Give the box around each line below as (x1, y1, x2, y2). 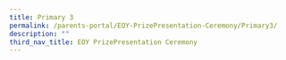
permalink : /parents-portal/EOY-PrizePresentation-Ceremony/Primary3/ (9, 21, 278, 30)
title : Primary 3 (9, 12, 74, 22)
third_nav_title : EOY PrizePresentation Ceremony (9, 37, 198, 47)
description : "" (9, 29, 70, 38)
